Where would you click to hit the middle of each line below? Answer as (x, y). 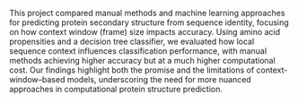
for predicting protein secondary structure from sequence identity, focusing (149, 22)
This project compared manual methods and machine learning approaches (147, 13)
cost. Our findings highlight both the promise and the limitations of (132, 70)
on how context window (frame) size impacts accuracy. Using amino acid (145, 32)
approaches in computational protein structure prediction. (116, 89)
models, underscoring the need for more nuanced (159, 79)
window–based (37, 79)
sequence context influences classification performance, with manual (138, 51)
